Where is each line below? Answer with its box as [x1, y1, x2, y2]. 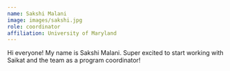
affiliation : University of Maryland [7, 29, 117, 37]
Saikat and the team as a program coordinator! [7, 56, 141, 65]
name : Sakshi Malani [7, 10, 68, 17]
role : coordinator [7, 23, 61, 30]
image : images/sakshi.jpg [7, 17, 82, 24]
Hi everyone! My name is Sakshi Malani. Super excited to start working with [7, 49, 224, 57]
